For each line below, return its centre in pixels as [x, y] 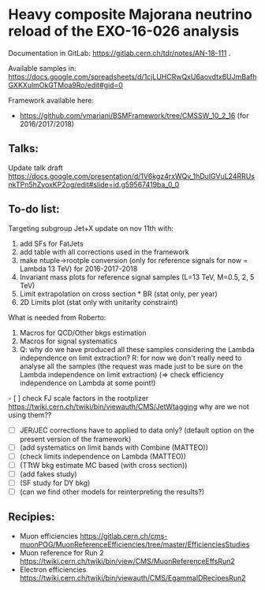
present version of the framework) [75, 439]
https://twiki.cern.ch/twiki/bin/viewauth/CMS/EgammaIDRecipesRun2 [132, 577]
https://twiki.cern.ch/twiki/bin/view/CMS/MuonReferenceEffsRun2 [127, 561]
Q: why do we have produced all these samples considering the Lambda [137, 349]
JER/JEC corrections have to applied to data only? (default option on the [137, 430]
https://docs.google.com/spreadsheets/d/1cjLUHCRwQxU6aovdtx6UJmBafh [132, 76]
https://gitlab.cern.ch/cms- [124, 536]
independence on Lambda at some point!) [88, 383]
